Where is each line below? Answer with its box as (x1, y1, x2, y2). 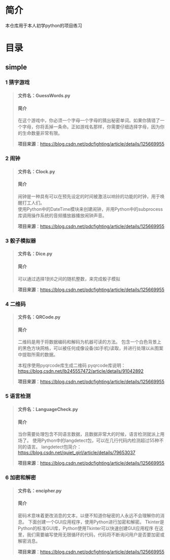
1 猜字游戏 (5, 79, 30, 86)
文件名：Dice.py (17, 250, 52, 257)
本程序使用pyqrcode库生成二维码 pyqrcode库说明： (17, 362, 126, 369)
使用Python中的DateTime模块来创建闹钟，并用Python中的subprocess (17, 206, 163, 212)
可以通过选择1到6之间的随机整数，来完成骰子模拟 (17, 275, 121, 282)
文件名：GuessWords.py (17, 93, 71, 99)
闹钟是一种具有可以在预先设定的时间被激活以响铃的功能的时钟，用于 (17, 193, 160, 199)
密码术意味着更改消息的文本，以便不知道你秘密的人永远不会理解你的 (17, 512, 160, 518)
